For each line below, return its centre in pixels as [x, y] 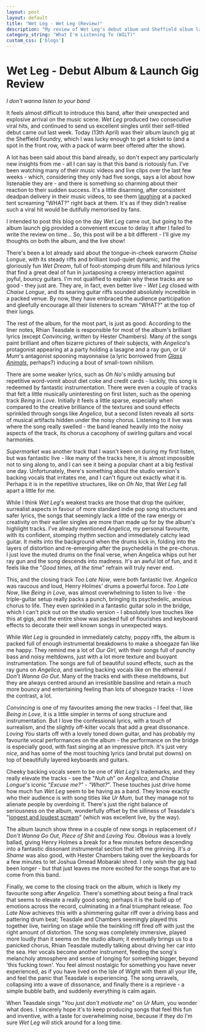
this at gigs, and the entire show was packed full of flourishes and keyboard [102, 618]
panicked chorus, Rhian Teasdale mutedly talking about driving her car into [101, 945]
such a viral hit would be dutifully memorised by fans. [74, 209]
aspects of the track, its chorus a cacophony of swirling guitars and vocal [99, 433]
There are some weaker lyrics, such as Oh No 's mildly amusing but [91, 374]
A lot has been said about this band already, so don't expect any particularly [103, 157]
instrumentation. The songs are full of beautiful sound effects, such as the [100, 663]
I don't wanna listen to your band [48, 101]
